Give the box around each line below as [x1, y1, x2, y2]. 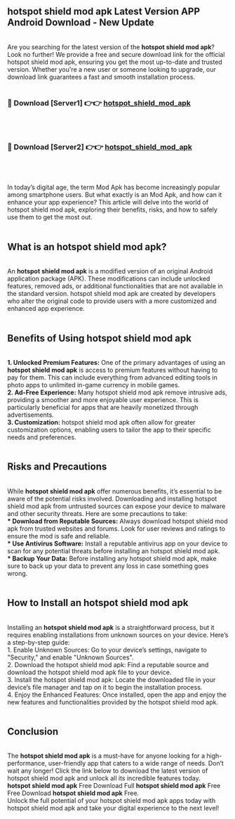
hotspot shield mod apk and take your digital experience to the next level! [7, 804, 220, 813]
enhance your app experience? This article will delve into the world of [7, 198, 209, 207]
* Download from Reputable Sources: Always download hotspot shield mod [7, 517, 228, 525]
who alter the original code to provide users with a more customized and [7, 297, 217, 305]
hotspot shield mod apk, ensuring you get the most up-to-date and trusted [7, 58, 222, 66]
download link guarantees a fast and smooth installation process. [7, 72, 195, 81]
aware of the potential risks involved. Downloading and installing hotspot [7, 494, 217, 503]
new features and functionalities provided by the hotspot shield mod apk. [7, 697, 219, 706]
